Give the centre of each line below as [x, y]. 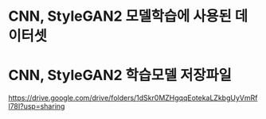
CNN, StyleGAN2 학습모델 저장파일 [120, 75]
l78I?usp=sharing [37, 106]
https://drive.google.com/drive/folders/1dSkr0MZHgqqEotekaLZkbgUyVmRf [133, 98]
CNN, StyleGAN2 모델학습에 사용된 [120, 16]
